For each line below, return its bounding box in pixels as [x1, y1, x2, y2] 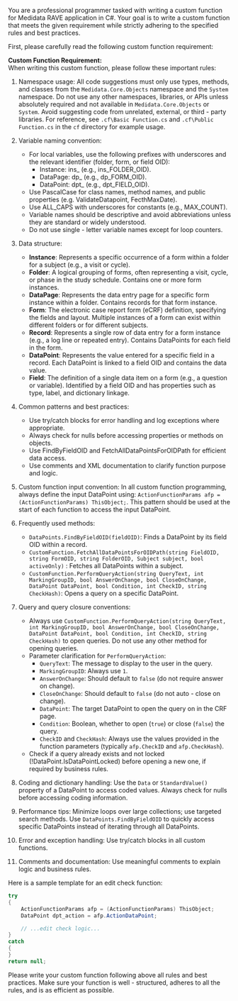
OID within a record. [28, 541, 88, 548]
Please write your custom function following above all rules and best [8, 970, 208, 979]
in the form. [28, 343, 63, 352]
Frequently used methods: [18, 519, 95, 527]
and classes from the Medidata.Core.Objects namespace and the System [18, 85, 229, 93]
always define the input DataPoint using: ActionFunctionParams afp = [18, 490, 220, 499]
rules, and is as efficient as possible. [8, 985, 115, 994]
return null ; [8, 958, 47, 965]
